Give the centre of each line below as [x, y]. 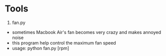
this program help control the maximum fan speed [64, 42]
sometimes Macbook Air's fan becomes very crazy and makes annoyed [87, 32]
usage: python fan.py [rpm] [40, 48]
